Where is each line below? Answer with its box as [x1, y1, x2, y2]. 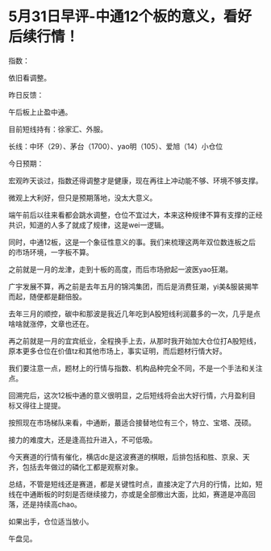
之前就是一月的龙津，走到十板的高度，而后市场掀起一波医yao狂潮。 [8, 264, 233, 274]
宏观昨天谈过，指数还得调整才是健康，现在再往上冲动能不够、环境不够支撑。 [8, 175, 263, 186]
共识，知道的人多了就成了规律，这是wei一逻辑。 [8, 219, 169, 230]
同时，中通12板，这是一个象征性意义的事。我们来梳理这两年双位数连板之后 [8, 237, 256, 247]
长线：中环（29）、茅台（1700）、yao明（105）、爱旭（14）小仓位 [8, 141, 223, 151]
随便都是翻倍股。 [29, 291, 86, 301]
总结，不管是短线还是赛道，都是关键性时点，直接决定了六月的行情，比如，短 [8, 479, 263, 489]
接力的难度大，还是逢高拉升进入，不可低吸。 [8, 435, 157, 445]
